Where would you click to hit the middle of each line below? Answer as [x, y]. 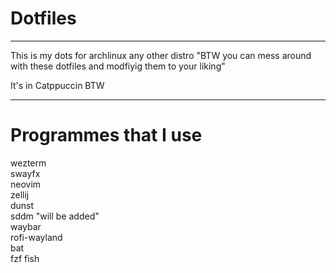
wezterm [28, 163]
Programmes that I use [106, 135]
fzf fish [25, 258]
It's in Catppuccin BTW [57, 85]
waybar [26, 226]
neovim [26, 184]
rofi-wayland [36, 237]
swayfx [25, 173]
